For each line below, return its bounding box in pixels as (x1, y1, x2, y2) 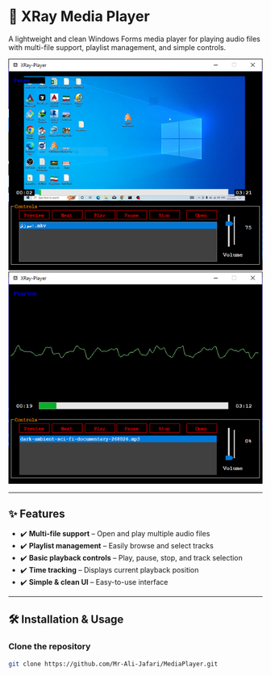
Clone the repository (8, 640, 91, 652)
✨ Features (8, 506, 65, 520)
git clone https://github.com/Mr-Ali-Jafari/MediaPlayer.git (8, 660, 219, 669)
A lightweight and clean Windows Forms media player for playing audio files (8, 34, 261, 44)
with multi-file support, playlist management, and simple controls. (8, 42, 227, 52)
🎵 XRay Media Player (8, 7, 151, 26)
